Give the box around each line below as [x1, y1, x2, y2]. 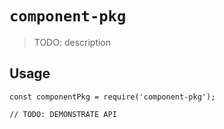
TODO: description [33, 36, 112, 48]
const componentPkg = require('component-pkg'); [9, 92, 216, 102]
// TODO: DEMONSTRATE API [9, 109, 117, 119]
